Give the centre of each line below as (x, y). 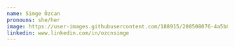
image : (16, 26)
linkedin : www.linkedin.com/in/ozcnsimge (68, 33)
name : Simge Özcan (33, 13)
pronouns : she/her (33, 20)
